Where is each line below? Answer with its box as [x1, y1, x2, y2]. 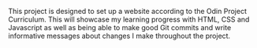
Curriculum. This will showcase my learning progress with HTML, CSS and [8, 15, 250, 24]
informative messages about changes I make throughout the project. [8, 31, 231, 40]
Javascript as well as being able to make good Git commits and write [8, 23, 232, 32]
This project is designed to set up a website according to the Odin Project [8, 7, 247, 15]
